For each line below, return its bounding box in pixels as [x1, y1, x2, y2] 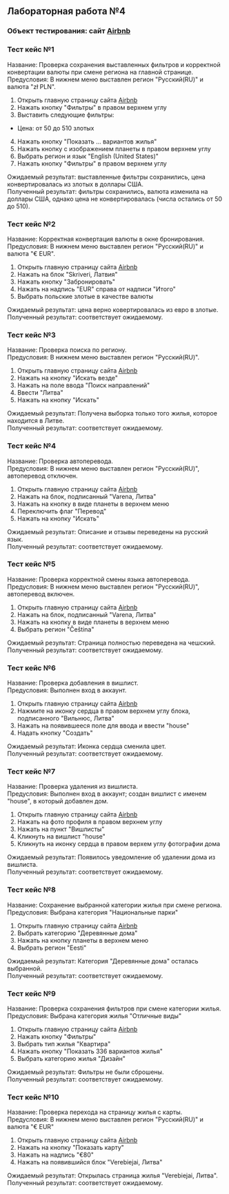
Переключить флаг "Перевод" [17, 507, 107, 515]
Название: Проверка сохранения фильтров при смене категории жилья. [7, 1004, 221, 1012]
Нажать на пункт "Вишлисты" [17, 825, 105, 834]
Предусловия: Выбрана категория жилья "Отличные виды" [7, 1011, 181, 1020]
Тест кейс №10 [7, 1092, 59, 1102]
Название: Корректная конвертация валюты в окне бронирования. [7, 235, 205, 243]
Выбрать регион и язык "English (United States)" [17, 152, 159, 160]
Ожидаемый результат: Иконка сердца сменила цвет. [7, 742, 167, 751]
